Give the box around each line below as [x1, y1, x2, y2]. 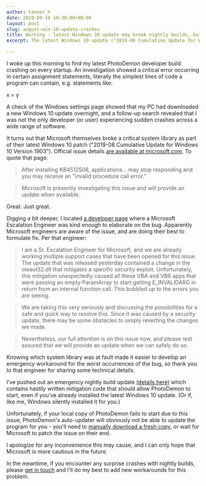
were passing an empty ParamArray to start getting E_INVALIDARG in [21, 279, 196, 286]
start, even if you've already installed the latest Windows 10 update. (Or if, [6, 391, 193, 399]
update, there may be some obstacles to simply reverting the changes [21, 317, 199, 324]
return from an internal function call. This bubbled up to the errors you [21, 285, 199, 292]
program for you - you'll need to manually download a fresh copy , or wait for [6, 423, 199, 430]
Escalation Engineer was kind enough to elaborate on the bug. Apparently [6, 222, 193, 228]
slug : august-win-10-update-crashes [6, 26, 100, 33]
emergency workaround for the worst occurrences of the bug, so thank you [6, 360, 197, 367]
